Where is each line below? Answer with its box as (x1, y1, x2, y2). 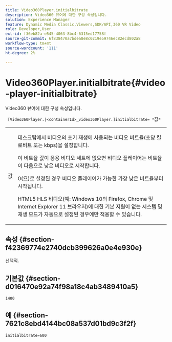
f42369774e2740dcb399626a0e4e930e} (5, 243, 142, 252)
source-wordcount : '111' (5, 46, 58, 51)
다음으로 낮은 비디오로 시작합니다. (24, 162, 100, 169)
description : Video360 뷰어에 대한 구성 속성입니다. (5, 12, 107, 17)
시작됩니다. (17, 183, 43, 190)
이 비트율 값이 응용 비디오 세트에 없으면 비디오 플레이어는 (17, 155, 147, 162)
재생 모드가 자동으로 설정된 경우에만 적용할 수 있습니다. (17, 211, 142, 218)
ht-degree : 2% (5, 50, 36, 55)
